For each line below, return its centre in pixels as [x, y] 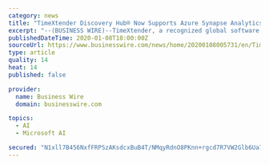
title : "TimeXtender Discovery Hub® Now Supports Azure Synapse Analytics [136, 23]
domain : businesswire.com [59, 104]
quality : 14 [28, 61]
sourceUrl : [26, 45]
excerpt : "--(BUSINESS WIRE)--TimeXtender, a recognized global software [134, 30]
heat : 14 [23, 68]
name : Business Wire [50, 96]
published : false [37, 75]
